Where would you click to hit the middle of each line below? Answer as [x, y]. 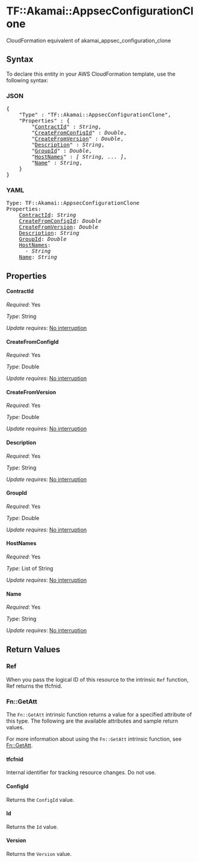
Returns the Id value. [32, 827]
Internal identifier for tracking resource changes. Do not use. [81, 772]
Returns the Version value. [39, 854]
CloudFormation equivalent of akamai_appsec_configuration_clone [89, 40]
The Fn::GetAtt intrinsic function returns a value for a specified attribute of [99, 715]
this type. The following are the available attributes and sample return [92, 721]
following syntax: [27, 80]
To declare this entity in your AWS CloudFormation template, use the [91, 74]
